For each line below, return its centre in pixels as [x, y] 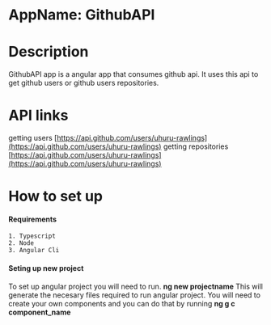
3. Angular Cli [34, 251]
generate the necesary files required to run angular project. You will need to [135, 295]
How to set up [56, 196]
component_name [40, 312]
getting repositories [196, 146]
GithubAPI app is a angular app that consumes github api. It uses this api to [133, 74]
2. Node [21, 243]
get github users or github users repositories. [84, 83]
